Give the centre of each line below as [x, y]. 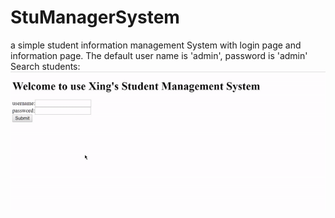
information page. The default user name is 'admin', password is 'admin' [159, 55]
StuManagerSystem [95, 17]
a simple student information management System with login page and [156, 45]
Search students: [45, 66]
